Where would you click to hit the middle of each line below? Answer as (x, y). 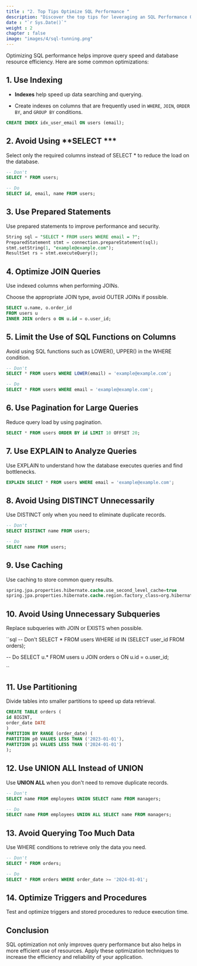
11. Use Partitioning (42, 687)
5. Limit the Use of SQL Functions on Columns (91, 337)
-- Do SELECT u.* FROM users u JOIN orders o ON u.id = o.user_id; (87, 657)
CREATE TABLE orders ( (34, 712)
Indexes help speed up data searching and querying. (79, 94)
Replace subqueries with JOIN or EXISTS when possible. (74, 628)
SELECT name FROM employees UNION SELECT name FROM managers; (84, 799)
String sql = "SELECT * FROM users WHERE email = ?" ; (73, 237)
